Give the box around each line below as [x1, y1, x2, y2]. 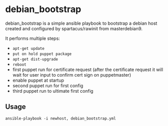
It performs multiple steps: [5, 35, 61, 41]
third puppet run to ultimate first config [12, 88, 93, 94]
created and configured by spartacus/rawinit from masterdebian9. [5, 25, 143, 31]
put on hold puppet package [12, 51, 72, 56]
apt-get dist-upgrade [12, 56, 58, 61]
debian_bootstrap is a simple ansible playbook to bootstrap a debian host [5, 20, 157, 26]
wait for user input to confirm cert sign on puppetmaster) [12, 72, 131, 78]
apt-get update [12, 46, 45, 51]
